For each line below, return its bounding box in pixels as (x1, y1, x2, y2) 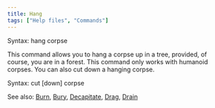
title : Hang (7, 10, 42, 18)
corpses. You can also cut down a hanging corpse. (7, 65, 155, 73)
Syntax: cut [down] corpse (7, 78, 85, 87)
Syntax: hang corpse (7, 36, 68, 44)
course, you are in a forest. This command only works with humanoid (7, 57, 208, 66)
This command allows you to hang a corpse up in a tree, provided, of (7, 50, 207, 59)
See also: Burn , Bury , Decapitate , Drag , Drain (7, 92, 138, 101)
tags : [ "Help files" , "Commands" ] (7, 17, 109, 24)
